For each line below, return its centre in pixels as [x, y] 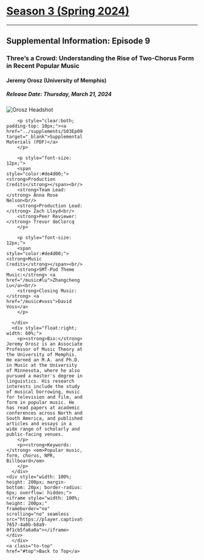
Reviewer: [65, 216]
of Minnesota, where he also [43, 370]
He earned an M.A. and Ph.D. [43, 360]
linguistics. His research [40, 381]
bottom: [16, 487]
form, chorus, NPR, [31, 456]
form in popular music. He [40, 402]
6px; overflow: [25, 493]
